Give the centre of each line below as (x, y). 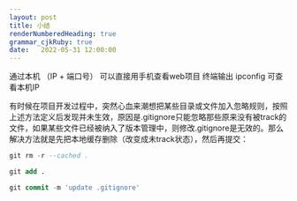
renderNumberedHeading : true (63, 33)
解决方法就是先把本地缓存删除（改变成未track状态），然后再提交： (129, 139)
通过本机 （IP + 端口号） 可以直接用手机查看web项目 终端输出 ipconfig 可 (142, 77)
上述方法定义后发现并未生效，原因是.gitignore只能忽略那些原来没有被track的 (148, 117)
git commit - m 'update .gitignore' (75, 187)
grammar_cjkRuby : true (51, 42)
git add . (27, 172)
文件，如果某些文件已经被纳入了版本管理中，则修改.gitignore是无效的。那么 (147, 128)
